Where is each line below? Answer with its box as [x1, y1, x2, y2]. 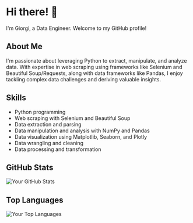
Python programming [14, 108, 66, 115]
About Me [6, 42, 43, 52]
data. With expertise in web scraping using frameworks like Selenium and [6, 63, 183, 70]
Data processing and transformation [14, 146, 101, 153]
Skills [6, 93, 26, 103]
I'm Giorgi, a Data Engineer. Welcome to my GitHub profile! [6, 25, 147, 32]
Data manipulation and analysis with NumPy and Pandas [14, 127, 150, 134]
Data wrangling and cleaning [14, 139, 83, 146]
